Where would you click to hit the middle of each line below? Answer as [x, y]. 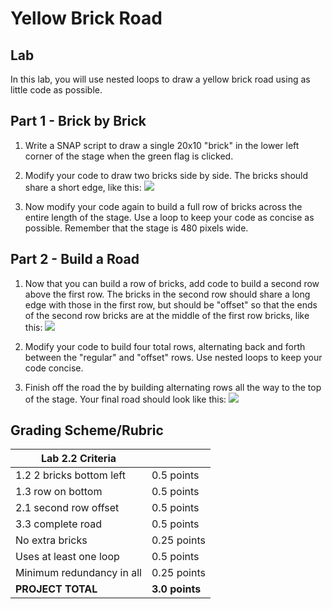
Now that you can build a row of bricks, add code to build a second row [172, 283]
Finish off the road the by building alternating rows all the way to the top [173, 387]
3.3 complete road [59, 524]
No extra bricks [51, 540]
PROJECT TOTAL [56, 589]
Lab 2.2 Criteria [78, 459]
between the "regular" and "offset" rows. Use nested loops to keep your [173, 357]
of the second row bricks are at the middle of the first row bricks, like [167, 315]
